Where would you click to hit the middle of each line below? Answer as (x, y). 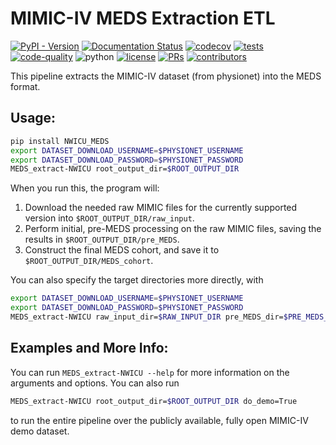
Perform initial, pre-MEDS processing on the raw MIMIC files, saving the (173, 229)
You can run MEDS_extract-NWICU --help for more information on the (150, 372)
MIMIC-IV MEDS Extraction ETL (143, 18)
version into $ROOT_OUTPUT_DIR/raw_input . (109, 218)
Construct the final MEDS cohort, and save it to (122, 250)
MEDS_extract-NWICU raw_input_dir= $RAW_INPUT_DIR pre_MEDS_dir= (147, 317)
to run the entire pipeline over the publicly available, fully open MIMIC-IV (159, 420)
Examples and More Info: (89, 348)
